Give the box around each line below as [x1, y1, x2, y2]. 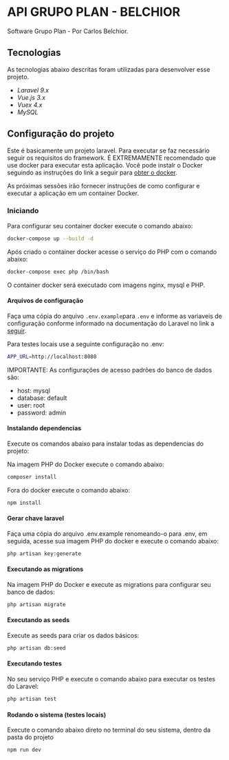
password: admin [17, 408, 67, 417]
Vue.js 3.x [17, 93, 46, 101]
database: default [17, 394, 67, 402]
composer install [7, 473, 57, 480]
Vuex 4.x [17, 101, 43, 109]
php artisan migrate [7, 601, 67, 608]
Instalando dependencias [7, 424, 82, 432]
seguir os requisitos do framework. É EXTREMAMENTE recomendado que [7, 153, 217, 162]
